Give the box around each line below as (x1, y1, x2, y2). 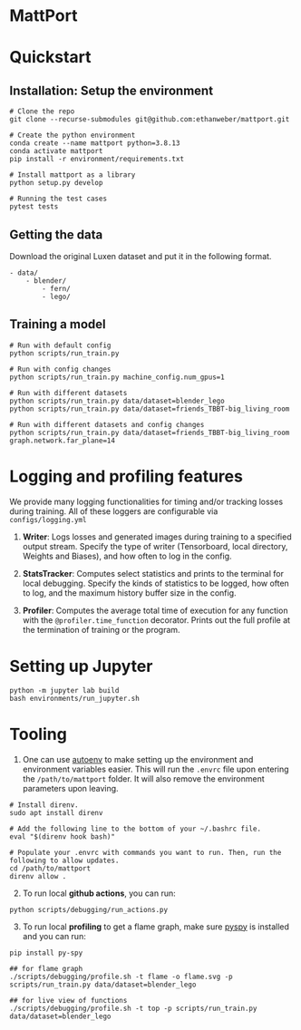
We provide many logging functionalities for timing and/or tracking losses (9, 496, 284, 507)
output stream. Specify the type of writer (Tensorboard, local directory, (22, 540, 288, 551)
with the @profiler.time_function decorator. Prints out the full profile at (22, 614, 291, 626)
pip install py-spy (9, 948, 83, 957)
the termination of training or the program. (22, 624, 180, 635)
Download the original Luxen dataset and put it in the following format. (9, 251, 272, 261)
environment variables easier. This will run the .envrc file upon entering (22, 763, 289, 774)
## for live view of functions (9, 996, 128, 1005)
